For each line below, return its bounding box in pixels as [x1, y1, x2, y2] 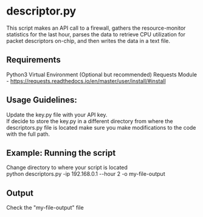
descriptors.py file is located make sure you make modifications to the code [6, 124, 196, 131]
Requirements [6, 55, 61, 65]
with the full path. [6, 130, 50, 138]
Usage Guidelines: [6, 95, 78, 105]
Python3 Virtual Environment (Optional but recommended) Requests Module [6, 71, 198, 78]
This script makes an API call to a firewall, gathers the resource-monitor [6, 24, 186, 32]
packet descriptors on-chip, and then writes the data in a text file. [6, 37, 171, 44]
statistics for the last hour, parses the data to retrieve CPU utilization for [6, 30, 186, 38]
